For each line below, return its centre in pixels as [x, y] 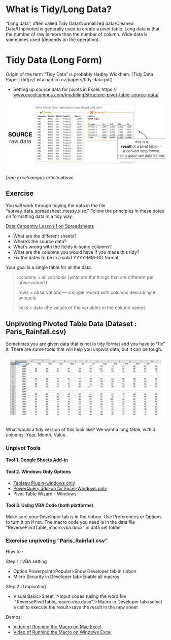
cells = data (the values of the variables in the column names [82, 308]
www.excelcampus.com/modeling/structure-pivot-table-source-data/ [86, 94]
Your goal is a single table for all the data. [49, 267]
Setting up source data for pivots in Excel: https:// [65, 89]
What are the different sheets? [45, 236]
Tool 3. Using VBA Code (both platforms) [49, 506]
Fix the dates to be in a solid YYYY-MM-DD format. [66, 258]
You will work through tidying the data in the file [56, 206]
